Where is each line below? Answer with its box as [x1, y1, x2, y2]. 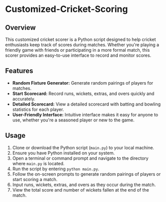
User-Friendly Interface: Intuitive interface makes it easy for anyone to [12, 111, 158, 117]
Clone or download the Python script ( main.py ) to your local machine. [12, 144, 155, 150]
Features [5, 67, 33, 75]
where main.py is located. [12, 160, 65, 166]
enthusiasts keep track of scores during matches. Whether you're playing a [5, 42, 160, 48]
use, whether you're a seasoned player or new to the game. [12, 117, 135, 123]
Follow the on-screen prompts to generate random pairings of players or [12, 171, 161, 177]
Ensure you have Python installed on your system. [12, 150, 115, 156]
